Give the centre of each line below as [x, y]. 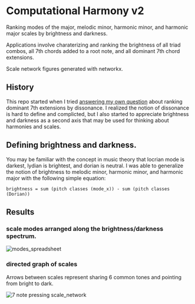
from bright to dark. [30, 283]
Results [20, 212]
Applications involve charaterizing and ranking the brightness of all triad [93, 45]
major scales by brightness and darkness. [57, 33]
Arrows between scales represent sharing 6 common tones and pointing [94, 277]
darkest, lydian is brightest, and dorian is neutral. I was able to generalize [95, 166]
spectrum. [22, 236]
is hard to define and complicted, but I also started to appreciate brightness [98, 114]
